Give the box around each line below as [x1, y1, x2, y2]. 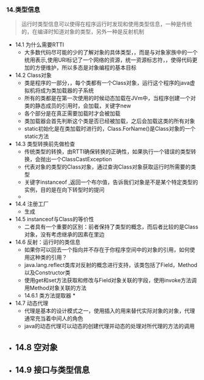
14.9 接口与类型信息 [15, 365, 90, 375]
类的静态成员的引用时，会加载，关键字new [24, 102, 132, 109]
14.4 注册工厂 [15, 200, 49, 208]
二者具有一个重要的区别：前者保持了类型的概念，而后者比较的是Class [24, 223, 199, 230]
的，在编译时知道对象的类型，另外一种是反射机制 [21, 28, 144, 35]
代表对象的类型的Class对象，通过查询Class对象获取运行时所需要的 [24, 163, 191, 170]
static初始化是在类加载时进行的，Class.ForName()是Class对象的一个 [24, 125, 196, 133]
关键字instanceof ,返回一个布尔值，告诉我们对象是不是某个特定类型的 [24, 178, 199, 186]
